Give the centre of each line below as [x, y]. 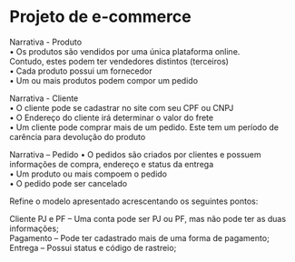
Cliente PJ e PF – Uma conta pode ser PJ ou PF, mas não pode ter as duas [148, 218]
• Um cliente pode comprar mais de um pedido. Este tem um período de [144, 127]
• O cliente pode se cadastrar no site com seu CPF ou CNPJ [122, 107]
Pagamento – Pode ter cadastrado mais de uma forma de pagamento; [139, 237]
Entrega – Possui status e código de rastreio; [93, 247]
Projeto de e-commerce [101, 17]
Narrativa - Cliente [44, 98]
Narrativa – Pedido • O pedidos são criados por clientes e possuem [135, 154]
